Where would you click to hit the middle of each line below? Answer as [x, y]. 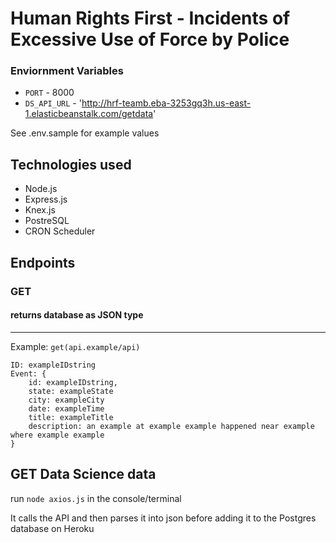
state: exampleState [71, 391]
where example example [57, 435]
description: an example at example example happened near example [171, 426]
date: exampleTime [66, 408]
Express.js [46, 199]
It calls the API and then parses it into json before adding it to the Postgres [163, 518]
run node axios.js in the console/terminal [96, 498]
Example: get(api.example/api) [75, 346]
